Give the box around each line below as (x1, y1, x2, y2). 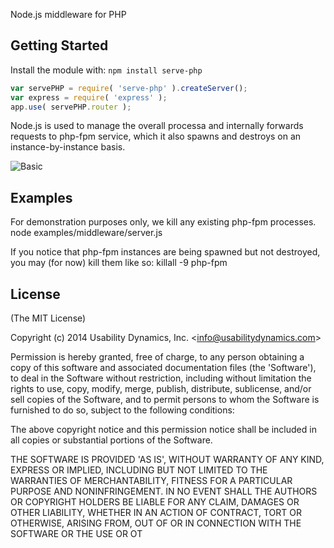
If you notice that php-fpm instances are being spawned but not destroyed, (10, 246, 321, 258)
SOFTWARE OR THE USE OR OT (10, 528, 143, 540)
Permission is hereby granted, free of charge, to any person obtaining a (10, 351, 305, 363)
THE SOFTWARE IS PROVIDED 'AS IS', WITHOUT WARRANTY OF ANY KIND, (10, 454, 325, 466)
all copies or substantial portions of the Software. (10, 434, 213, 446)
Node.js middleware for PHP (10, 9, 127, 20)
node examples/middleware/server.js (10, 227, 163, 239)
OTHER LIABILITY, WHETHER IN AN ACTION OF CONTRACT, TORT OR (10, 507, 302, 519)
